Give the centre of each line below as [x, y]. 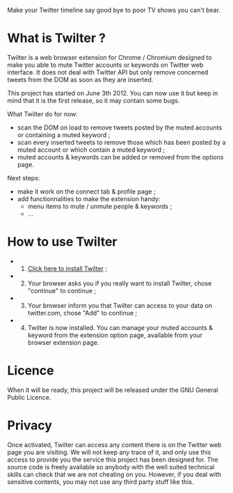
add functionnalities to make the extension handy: [89, 198]
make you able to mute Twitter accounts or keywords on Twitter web [105, 65]
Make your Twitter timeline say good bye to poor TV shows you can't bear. [114, 10]
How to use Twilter [62, 242]
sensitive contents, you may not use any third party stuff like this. [101, 482]
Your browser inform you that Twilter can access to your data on [120, 305]
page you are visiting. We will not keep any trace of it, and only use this [109, 452]
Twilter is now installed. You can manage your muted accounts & [120, 327]
